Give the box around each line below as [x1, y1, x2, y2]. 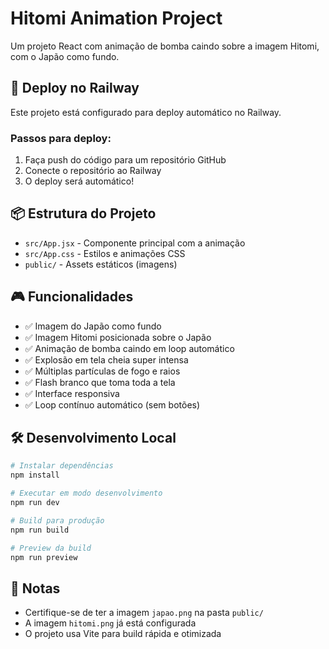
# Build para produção [10, 515, 105, 526]
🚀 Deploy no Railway [10, 80, 140, 97]
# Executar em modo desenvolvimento [10, 488, 163, 499]
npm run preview [10, 552, 78, 562]
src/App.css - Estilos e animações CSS [24, 247, 186, 259]
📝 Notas [10, 580, 61, 597]
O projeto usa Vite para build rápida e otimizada [24, 628, 222, 640]
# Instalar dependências [10, 461, 114, 471]
